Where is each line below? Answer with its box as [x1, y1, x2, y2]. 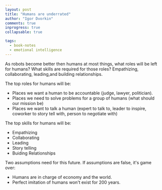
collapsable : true [5, 30, 42, 35]
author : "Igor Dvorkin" [5, 16, 54, 21]
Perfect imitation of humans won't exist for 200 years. [12, 179, 121, 185]
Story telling [12, 145, 37, 151]
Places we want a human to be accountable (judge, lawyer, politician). [12, 90, 153, 96]
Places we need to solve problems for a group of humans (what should [12, 95, 155, 101]
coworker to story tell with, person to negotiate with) [12, 110, 118, 117]
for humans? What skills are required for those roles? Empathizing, [5, 66, 139, 72]
